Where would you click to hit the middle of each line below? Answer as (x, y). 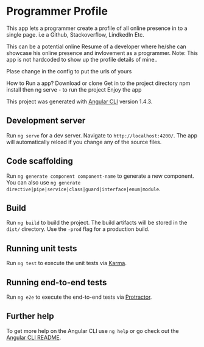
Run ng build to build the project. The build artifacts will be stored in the (97, 223)
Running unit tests (42, 248)
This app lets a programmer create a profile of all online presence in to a (97, 28)
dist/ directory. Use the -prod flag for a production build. (78, 229)
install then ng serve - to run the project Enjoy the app (74, 89)
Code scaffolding (40, 161)
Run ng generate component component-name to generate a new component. (100, 176)
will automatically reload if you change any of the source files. (84, 142)
